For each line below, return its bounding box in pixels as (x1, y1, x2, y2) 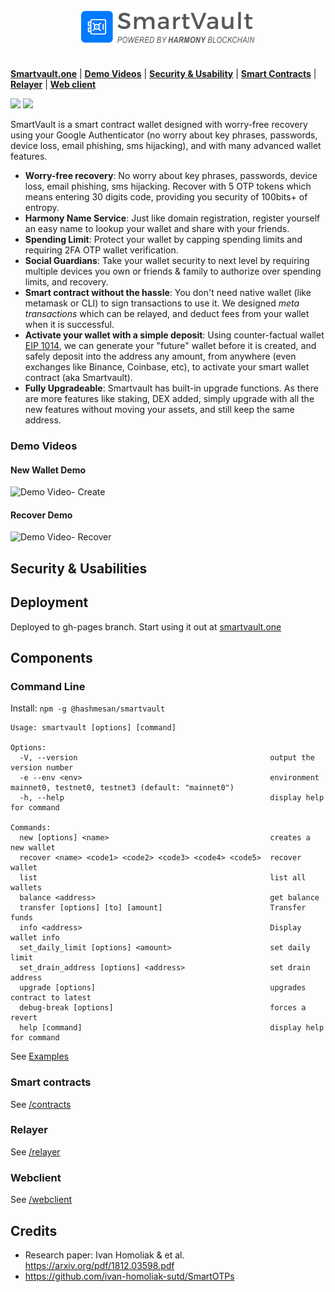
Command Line (10, 679, 86, 693)
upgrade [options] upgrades (19, 983, 307, 993)
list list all (19, 873, 307, 883)
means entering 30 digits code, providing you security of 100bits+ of (24, 191, 308, 203)
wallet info (10, 933, 60, 943)
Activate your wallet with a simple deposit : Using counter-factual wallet (24, 329, 325, 341)
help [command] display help (19, 1023, 325, 1033)
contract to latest (10, 993, 92, 1003)
